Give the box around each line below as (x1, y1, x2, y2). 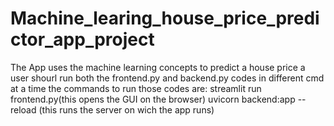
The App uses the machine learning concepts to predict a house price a (10, 61, 306, 73)
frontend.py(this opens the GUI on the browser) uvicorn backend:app (10, 93, 296, 105)
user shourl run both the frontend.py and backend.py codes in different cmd (10, 72, 325, 84)
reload (10, 103, 37, 116)
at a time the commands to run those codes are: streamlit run (10, 82, 262, 94)
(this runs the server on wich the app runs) (38, 103, 215, 116)
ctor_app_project (10, 28, 155, 51)
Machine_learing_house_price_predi (10, 7, 320, 30)
